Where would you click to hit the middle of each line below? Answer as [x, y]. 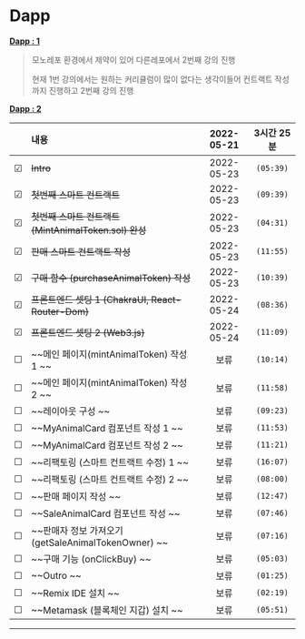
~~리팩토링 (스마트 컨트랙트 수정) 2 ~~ [110, 479]
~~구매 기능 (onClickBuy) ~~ [91, 559]
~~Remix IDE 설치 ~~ [75, 593]
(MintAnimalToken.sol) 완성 [89, 230]
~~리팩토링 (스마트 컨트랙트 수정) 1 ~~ [110, 462]
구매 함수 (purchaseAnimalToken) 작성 [111, 278]
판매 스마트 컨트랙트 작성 [81, 251]
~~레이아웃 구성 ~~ [71, 411]
